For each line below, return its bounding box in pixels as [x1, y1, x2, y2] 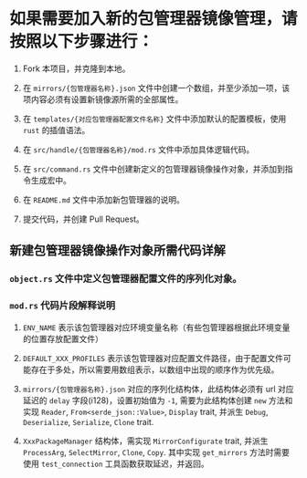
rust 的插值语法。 [22, 124, 90, 135]
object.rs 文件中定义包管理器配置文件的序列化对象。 [9, 273, 242, 286]
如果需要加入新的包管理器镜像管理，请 [9, 8, 299, 29]
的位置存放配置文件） [22, 333, 103, 344]
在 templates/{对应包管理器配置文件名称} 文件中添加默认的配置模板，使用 [22, 113, 287, 124]
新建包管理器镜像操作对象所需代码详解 [9, 243, 226, 258]
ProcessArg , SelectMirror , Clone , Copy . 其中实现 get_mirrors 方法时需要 [22, 446, 291, 457]
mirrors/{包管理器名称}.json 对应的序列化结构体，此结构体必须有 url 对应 [22, 383, 294, 394]
